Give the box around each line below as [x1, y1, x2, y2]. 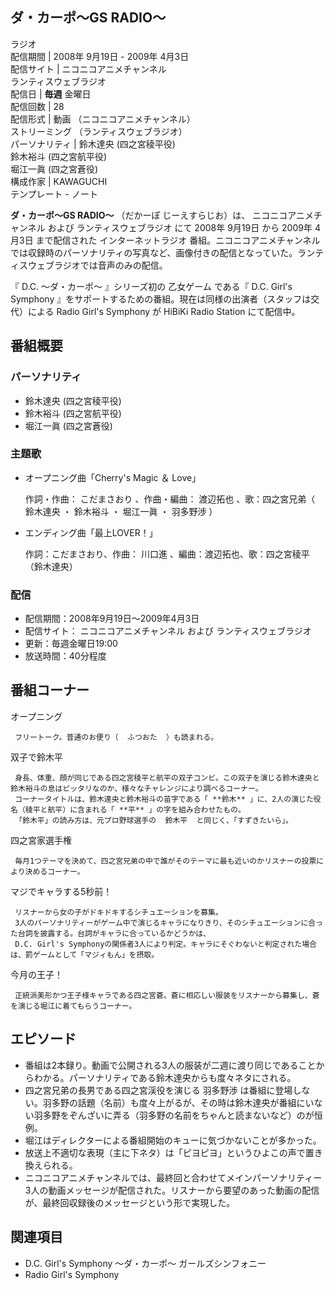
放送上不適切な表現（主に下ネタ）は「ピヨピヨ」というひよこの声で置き [24, 1146, 323, 1158]
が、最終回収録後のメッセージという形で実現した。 [24, 1196, 236, 1208]
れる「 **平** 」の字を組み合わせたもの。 [91, 804, 246, 815]
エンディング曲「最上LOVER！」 [24, 526, 158, 538]
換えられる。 [24, 1159, 78, 1171]
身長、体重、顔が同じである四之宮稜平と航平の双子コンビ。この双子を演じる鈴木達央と [14, 773, 320, 783]
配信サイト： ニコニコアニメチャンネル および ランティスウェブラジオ [24, 625, 312, 637]
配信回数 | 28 [10, 100, 65, 112]
